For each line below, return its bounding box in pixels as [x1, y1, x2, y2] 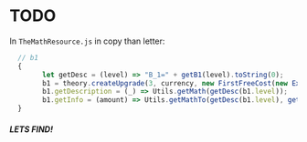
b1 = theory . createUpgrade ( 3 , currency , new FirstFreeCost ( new [42, 78, 288, 87]
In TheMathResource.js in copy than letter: [9, 35, 165, 46]
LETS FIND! [9, 124, 53, 135]
